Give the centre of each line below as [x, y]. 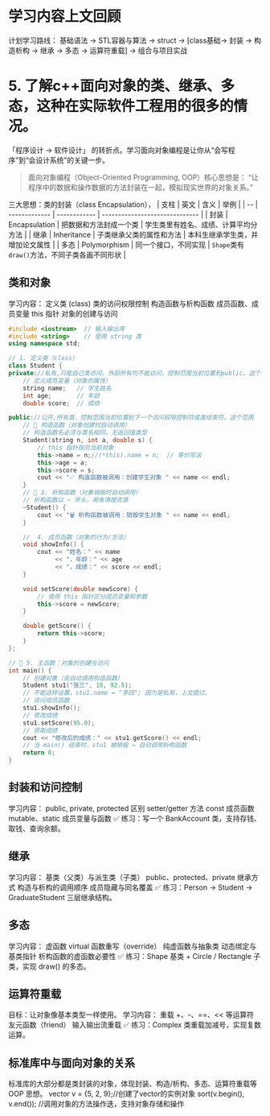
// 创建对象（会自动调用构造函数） [73, 678]
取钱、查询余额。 [37, 828]
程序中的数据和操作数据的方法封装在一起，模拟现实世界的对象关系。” [140, 187]
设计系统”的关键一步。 [73, 160]
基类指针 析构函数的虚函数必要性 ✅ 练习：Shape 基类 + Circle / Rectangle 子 [135, 956]
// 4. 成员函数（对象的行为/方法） [76, 537]
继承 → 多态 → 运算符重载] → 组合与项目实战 [114, 50]
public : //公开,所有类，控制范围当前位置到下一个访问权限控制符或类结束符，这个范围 [131, 418]
